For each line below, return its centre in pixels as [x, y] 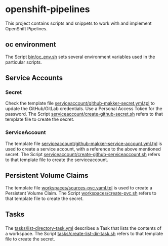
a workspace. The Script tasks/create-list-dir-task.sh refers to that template [84, 233]
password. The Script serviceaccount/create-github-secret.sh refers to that [84, 114]
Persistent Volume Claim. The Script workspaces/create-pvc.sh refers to [81, 193]
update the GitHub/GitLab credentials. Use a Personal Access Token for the [84, 109]
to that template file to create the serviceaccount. [57, 160]
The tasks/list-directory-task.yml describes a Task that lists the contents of [83, 228]
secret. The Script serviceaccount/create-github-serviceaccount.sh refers [83, 154]
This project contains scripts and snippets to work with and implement [78, 23]
